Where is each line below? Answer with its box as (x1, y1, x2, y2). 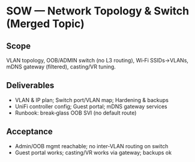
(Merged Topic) (6, 17, 85, 31)
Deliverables (6, 80, 55, 91)
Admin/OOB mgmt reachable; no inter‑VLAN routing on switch (14, 142, 169, 149)
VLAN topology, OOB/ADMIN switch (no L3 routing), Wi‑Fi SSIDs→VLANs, (6, 57, 189, 64)
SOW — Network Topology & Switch (6, 4, 190, 18)
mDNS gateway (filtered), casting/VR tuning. (6, 63, 116, 70)
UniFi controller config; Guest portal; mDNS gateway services (14, 103, 167, 110)
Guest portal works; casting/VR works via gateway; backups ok (14, 149, 172, 156)
